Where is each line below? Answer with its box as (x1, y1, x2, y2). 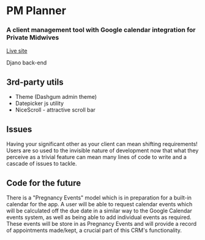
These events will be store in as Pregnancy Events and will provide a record (6, 220, 197, 227)
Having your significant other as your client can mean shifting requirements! (6, 141, 198, 148)
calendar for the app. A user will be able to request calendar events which (6, 200, 193, 207)
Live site (6, 47, 28, 55)
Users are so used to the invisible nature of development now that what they (6, 147, 199, 154)
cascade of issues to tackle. (6, 160, 78, 168)
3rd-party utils (6, 77, 64, 87)
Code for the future (6, 177, 81, 188)
